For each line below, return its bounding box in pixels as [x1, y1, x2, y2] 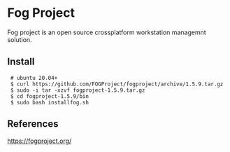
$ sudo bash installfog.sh [10, 99, 89, 106]
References [7, 118, 59, 130]
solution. [7, 35, 33, 43]
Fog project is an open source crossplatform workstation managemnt [7, 28, 206, 36]
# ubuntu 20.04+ [10, 74, 58, 81]
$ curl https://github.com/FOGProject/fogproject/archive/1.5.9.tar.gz [10, 81, 224, 88]
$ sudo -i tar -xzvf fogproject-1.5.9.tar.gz [10, 86, 145, 94]
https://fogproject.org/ [7, 137, 72, 145]
